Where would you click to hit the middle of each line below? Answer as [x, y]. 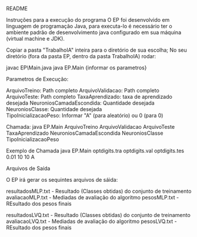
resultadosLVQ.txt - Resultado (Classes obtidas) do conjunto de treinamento [98, 215]
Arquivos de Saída [28, 168]
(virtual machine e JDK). [35, 39]
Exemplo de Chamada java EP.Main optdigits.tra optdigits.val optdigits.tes [95, 151]
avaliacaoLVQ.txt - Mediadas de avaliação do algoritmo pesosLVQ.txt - [92, 221]
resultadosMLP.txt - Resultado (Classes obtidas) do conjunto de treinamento [99, 191]
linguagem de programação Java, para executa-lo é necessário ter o [89, 26]
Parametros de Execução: [37, 79]
